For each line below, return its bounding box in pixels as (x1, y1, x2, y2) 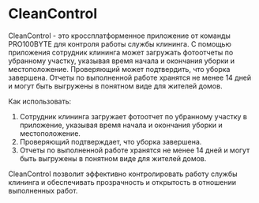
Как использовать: (8, 96, 72, 106)
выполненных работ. (8, 186, 78, 195)
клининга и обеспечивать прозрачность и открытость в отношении (8, 177, 237, 186)
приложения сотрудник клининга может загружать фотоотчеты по (8, 47, 234, 57)
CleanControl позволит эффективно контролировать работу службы (8, 169, 238, 179)
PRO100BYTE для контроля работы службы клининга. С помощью (8, 39, 231, 48)
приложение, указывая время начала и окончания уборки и (19, 120, 223, 130)
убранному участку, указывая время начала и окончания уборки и (8, 56, 235, 66)
